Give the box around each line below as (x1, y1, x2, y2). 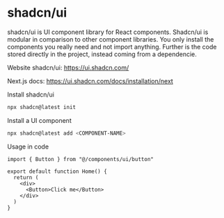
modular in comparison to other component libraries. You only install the (7, 35, 214, 43)
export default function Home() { (7, 168, 108, 175)
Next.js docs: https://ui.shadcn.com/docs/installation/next (7, 76, 174, 85)
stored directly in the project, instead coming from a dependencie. (7, 50, 197, 58)
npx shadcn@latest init (7, 103, 77, 110)
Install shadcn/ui (7, 90, 54, 99)
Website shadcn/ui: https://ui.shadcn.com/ (7, 63, 129, 72)
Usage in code (7, 142, 49, 151)
